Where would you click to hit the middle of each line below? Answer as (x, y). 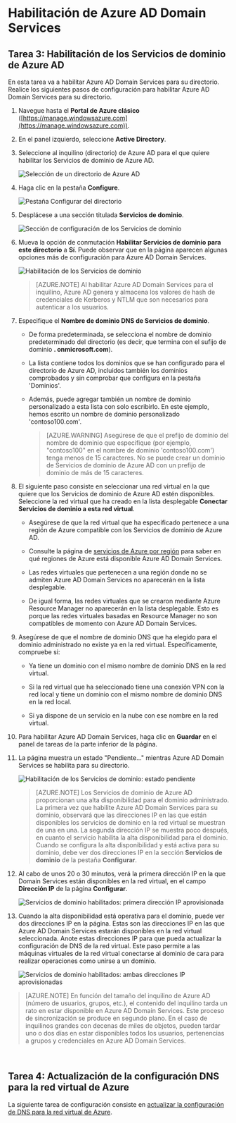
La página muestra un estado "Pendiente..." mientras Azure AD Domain (121, 758)
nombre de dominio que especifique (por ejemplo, (119, 443)
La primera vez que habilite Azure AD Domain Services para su (127, 808)
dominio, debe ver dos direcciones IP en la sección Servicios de (129, 852)
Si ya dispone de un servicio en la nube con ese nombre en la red (123, 716)
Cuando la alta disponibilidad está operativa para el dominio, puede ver (121, 916)
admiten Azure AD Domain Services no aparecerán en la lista (117, 580)
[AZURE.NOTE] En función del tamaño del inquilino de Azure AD (118, 996)
